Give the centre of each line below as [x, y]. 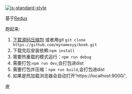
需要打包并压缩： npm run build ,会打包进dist [59, 69]
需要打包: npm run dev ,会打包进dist [48, 63]
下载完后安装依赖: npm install [44, 50]
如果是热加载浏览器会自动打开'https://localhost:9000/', [70, 76]
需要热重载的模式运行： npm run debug [52, 57]
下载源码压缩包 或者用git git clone [49, 40]
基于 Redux [16, 18]
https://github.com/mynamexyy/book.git [55, 45]
